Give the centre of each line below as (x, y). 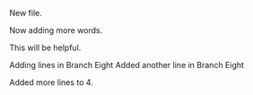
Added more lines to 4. (52, 82)
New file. (26, 13)
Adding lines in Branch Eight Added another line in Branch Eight (127, 65)
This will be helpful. (45, 47)
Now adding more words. (56, 30)
